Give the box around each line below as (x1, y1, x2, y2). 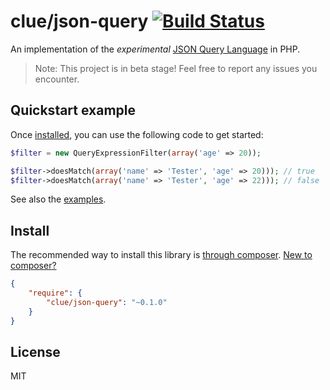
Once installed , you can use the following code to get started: (10, 128, 264, 140)
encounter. (34, 73, 80, 85)
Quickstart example (10, 102, 137, 119)
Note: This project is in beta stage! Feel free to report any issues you (34, 62, 318, 74)
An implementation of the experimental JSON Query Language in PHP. (10, 43, 301, 55)
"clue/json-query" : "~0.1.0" (46, 297, 168, 307)
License (10, 343, 61, 360)
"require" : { (28, 288, 83, 299)
